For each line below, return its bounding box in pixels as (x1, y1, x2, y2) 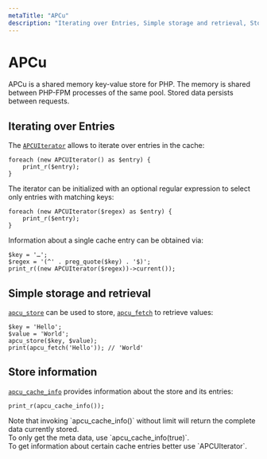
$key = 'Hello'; (8, 323, 62, 331)
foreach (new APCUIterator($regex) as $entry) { (8, 208, 172, 216)
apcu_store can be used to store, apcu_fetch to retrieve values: (8, 308, 214, 317)
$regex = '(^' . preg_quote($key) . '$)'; (8, 258, 151, 266)
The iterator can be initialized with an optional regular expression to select (8, 184, 250, 193)
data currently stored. (8, 424, 79, 434)
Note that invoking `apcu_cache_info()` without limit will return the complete (8, 415, 256, 426)
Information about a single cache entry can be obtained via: (8, 235, 204, 245)
